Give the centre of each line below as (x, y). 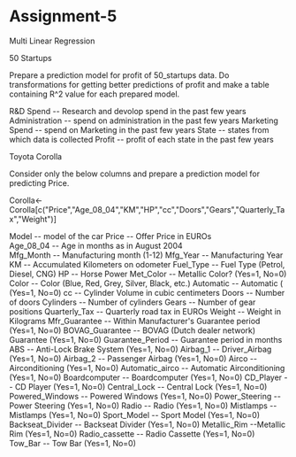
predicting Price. (39, 182)
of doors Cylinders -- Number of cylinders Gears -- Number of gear (133, 302)
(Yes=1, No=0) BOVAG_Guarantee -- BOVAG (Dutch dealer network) (133, 330)
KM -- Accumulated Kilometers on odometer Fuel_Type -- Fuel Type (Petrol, (147, 264)
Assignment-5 (63, 16)
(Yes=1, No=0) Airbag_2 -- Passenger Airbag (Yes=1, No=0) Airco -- (133, 358)
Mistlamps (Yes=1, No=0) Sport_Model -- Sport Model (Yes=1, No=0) (135, 414)
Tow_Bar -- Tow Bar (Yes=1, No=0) (73, 443)
